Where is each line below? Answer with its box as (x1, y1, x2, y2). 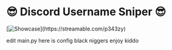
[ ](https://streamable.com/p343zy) (6, 25, 126, 32)
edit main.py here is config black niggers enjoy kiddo (6, 37, 139, 44)
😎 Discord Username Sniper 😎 (6, 5, 166, 19)
